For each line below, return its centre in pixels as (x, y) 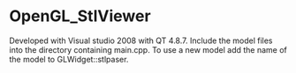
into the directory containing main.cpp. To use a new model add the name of (148, 49)
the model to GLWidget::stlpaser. (69, 59)
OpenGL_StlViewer (80, 16)
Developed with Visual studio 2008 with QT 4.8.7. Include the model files (141, 40)
